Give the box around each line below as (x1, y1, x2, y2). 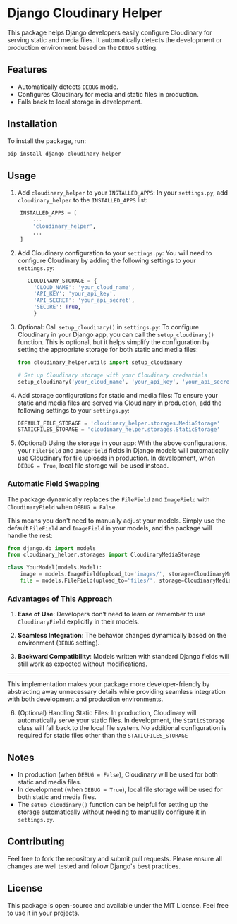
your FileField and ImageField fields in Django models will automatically (17, 446, 229, 455)
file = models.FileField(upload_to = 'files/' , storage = (20, 577, 185, 585)
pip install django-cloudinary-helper (7, 150, 121, 157)
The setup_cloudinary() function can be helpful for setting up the (17, 801, 209, 809)
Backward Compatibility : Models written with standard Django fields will (17, 652, 229, 661)
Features (7, 63, 47, 75)
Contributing (7, 836, 65, 848)
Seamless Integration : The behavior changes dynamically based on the (17, 631, 227, 640)
